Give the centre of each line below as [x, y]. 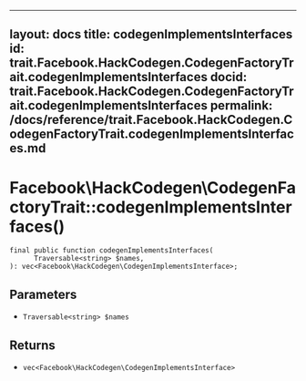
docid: [229, 77]
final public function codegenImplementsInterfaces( [112, 251]
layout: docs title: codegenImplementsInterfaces [151, 34]
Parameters [43, 294]
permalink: [241, 106]
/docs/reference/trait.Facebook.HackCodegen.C [151, 120]
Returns [33, 345]
